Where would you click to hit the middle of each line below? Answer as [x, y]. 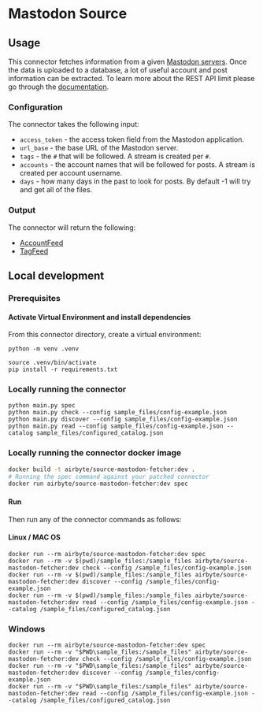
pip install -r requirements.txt [63, 370]
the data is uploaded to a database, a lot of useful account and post [118, 70]
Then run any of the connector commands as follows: [95, 519]
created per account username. [71, 173]
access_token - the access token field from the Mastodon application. [132, 139]
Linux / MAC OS [34, 537]
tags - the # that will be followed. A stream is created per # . [115, 156]
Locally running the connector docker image [95, 453]
